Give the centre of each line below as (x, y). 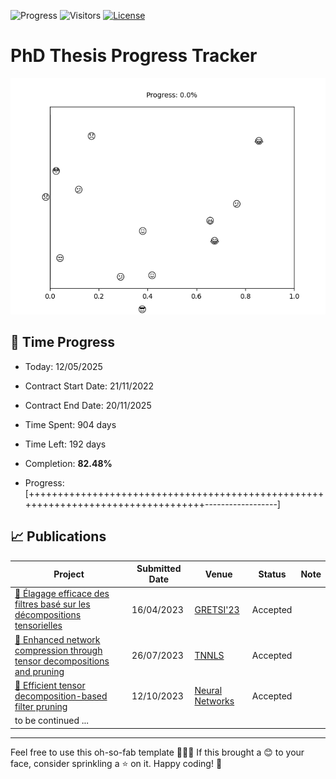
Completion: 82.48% (68, 463)
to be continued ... (52, 721)
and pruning (39, 671)
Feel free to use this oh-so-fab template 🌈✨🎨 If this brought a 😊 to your (157, 752)
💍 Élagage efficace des (62, 594)
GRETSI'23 (217, 609)
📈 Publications (58, 536)
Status (272, 574)
